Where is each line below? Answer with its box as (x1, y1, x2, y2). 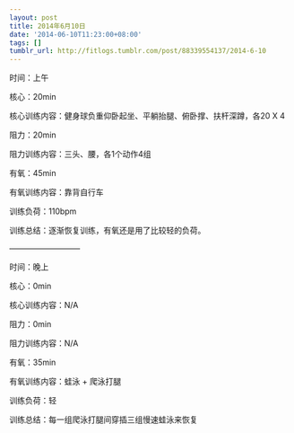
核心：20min (9, 92, 56, 102)
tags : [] (9, 38, 42, 48)
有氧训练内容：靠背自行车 (9, 187, 104, 198)
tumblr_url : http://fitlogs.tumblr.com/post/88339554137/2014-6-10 (9, 47, 267, 56)
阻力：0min (9, 319, 52, 330)
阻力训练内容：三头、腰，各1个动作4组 (9, 149, 151, 160)
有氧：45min (9, 168, 56, 179)
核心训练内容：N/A (9, 300, 79, 311)
